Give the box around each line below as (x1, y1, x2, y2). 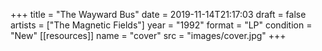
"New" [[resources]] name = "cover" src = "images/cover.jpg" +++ (10, 30, 287, 41)
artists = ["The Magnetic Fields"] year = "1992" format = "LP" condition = (10, 19, 313, 31)
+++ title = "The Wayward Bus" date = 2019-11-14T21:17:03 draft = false (10, 9, 307, 20)
